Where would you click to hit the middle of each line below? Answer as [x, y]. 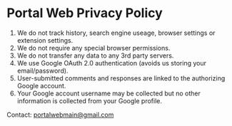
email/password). [42, 70]
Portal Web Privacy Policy [85, 13]
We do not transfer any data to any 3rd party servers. [95, 56]
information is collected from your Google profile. [89, 100]
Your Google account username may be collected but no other [109, 93]
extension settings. [45, 40]
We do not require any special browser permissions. [94, 48]
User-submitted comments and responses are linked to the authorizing [121, 78]
